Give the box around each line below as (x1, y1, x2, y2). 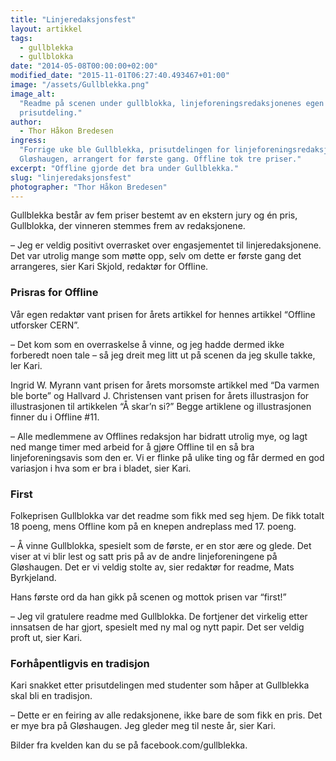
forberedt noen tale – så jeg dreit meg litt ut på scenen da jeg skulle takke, (10, 349, 316, 361)
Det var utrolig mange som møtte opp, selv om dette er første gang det (10, 250, 302, 262)
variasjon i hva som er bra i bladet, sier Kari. (10, 462, 192, 474)
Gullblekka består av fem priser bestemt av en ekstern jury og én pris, (10, 209, 298, 221)
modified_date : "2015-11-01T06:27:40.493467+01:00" (10, 71, 230, 81)
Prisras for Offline (10, 286, 99, 300)
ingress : (10, 136, 47, 146)
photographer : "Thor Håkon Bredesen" (10, 182, 168, 192)
